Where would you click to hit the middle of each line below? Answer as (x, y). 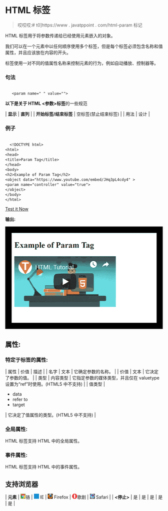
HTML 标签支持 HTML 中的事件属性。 (44, 467)
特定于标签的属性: (27, 360)
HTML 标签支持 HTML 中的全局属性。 (44, 441)
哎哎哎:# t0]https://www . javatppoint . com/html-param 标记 (80, 25)
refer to (20, 399)
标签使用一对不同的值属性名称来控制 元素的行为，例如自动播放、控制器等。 (82, 63)
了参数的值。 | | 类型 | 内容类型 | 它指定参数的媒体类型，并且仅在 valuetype (82, 378)
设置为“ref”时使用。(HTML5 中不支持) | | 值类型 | (55, 384)
